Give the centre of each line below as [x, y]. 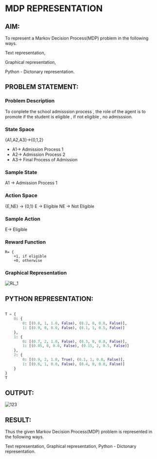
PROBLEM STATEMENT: [42, 87]
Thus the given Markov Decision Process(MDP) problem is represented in [78, 432]
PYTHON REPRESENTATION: [49, 298]
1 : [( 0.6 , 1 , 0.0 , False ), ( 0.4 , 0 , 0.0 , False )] [74, 364]
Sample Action [23, 219]
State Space [20, 129]
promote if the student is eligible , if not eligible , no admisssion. [69, 116]
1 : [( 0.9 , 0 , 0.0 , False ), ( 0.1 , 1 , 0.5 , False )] [74, 328]
